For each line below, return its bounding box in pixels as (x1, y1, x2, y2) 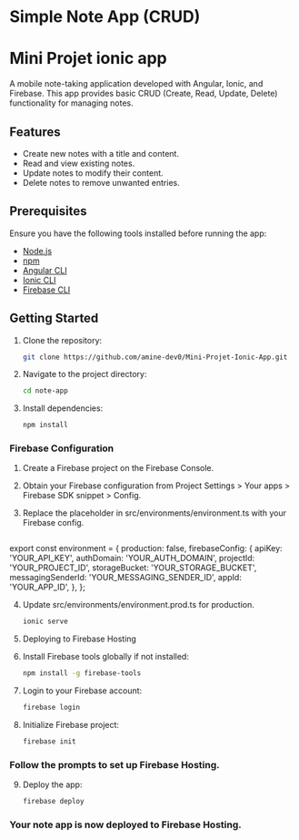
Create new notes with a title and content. (22, 148, 180, 159)
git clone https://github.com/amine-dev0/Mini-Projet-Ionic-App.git (22, 353, 288, 362)
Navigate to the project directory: (22, 369, 147, 380)
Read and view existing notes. (22, 158, 135, 169)
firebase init (22, 737, 76, 746)
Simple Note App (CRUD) (9, 6, 201, 27)
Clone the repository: (22, 334, 103, 345)
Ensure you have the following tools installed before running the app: (9, 228, 267, 239)
